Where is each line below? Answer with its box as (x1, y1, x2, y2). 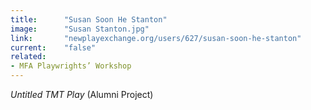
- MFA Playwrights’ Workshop (10, 61, 132, 71)
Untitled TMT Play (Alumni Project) (10, 89, 154, 100)
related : (10, 52, 47, 62)
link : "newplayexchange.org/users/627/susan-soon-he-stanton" (10, 33, 302, 43)
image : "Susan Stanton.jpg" (10, 24, 150, 34)
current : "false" (10, 42, 97, 53)
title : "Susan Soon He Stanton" (10, 14, 168, 25)
